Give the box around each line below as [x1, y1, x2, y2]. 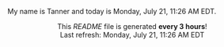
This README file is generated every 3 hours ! [57, 22, 207, 31]
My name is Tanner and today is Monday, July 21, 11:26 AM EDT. [7, 7, 217, 16]
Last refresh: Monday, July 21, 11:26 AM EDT [59, 31, 205, 39]
